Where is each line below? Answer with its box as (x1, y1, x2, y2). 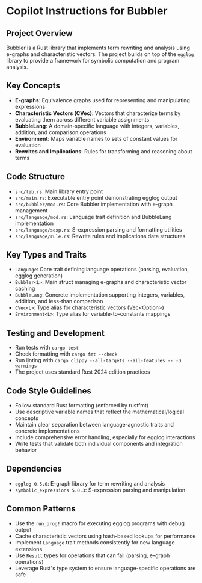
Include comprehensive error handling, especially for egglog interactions (14, 434, 195, 441)
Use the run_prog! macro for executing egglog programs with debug (14, 519, 185, 527)
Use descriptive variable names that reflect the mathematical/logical (14, 408, 185, 416)
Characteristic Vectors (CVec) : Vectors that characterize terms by (14, 110, 181, 117)
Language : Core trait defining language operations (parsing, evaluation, (14, 266, 189, 273)
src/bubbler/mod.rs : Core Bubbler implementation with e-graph (14, 200, 173, 208)
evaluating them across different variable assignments (14, 116, 150, 123)
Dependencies (6, 464, 62, 474)
